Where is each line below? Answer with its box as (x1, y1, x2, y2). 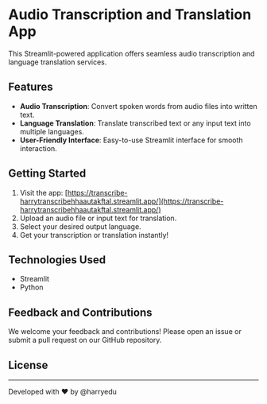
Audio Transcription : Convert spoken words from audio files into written (19, 101, 257, 111)
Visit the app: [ (19, 188, 68, 197)
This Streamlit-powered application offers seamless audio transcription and (8, 49, 255, 58)
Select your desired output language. (19, 221, 141, 231)
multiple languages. (19, 126, 85, 136)
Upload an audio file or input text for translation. (19, 213, 177, 223)
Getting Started (8, 167, 87, 181)
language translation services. (8, 57, 107, 67)
